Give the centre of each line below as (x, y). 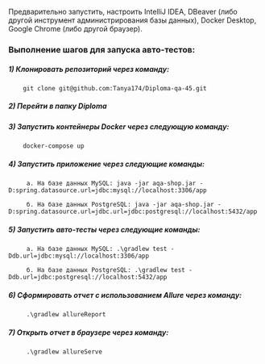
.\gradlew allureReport (66, 315)
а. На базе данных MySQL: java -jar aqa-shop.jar (111, 184)
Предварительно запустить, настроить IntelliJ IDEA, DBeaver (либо (123, 12)
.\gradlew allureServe (64, 352)
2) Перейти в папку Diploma (58, 106)
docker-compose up (54, 146)
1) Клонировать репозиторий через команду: (89, 69)
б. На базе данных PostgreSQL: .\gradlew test (106, 270)
